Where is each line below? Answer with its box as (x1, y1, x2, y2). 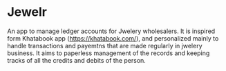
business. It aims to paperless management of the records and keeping (7, 49, 210, 57)
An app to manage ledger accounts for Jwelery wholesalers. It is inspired (7, 27, 216, 35)
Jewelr (7, 4, 47, 20)
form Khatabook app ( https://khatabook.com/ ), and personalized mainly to (7, 34, 219, 42)
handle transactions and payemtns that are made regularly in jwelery (7, 41, 203, 50)
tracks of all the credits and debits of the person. (7, 56, 147, 64)
